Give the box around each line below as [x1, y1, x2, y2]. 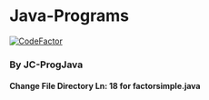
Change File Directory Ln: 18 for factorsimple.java [9, 81, 201, 92]
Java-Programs [9, 5, 130, 26]
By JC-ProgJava [9, 58, 84, 71]
